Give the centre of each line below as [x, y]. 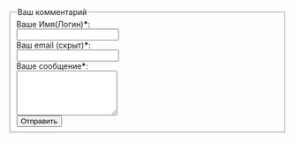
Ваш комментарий [52, 12]
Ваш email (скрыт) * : [54, 45]
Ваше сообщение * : [53, 66]
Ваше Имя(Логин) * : [53, 24]
